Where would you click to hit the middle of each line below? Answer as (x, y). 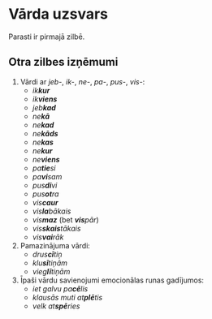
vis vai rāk (48, 237)
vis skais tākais (56, 228)
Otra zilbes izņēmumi (63, 62)
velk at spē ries (56, 306)
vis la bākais (52, 211)
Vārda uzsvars (58, 14)
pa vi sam (47, 176)
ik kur (41, 90)
